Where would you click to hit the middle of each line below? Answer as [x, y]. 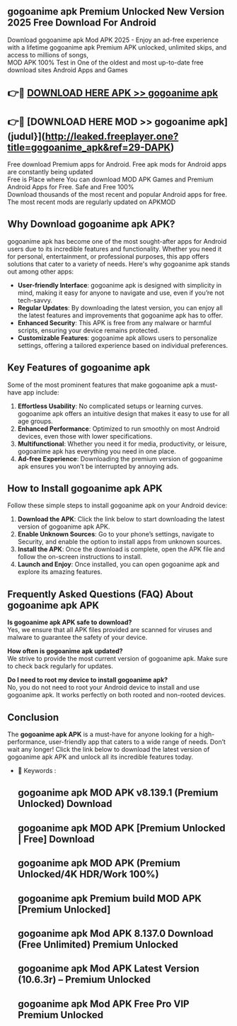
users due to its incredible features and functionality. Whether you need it [114, 249]
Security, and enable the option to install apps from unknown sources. [120, 542]
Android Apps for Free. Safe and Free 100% [71, 187]
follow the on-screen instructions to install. [80, 557]
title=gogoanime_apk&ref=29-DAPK [89, 147]
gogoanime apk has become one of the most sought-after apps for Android [117, 241]
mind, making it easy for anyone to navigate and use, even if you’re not [121, 293]
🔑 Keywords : [37, 771]
